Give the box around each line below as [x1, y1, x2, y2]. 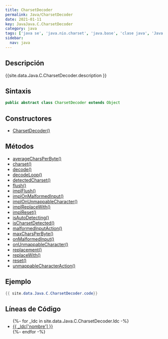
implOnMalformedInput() [12, 193, 64, 199]
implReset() [12, 209, 37, 215]
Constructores [5, 114, 52, 123]
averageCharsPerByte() [12, 155, 62, 161]
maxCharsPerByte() [12, 231, 54, 237]
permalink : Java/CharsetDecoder [5, 12, 73, 17]
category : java [5, 26, 37, 31]
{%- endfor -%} [12, 329, 46, 335]
